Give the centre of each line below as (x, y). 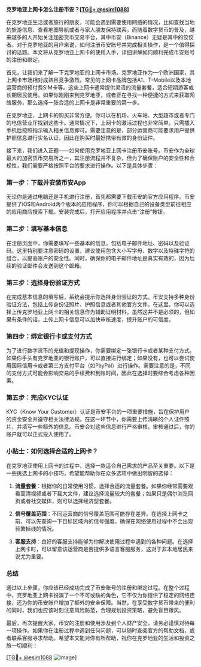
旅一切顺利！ (22, 645)
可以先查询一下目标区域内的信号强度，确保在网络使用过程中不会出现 (109, 521)
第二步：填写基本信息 (37, 229)
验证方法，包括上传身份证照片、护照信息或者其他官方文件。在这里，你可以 (98, 304)
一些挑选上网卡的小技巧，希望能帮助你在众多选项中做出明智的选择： (90, 473)
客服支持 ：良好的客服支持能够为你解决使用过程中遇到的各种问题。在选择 (104, 541)
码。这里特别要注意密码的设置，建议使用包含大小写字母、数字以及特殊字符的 (100, 250)
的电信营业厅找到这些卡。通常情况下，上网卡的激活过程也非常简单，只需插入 (100, 123)
